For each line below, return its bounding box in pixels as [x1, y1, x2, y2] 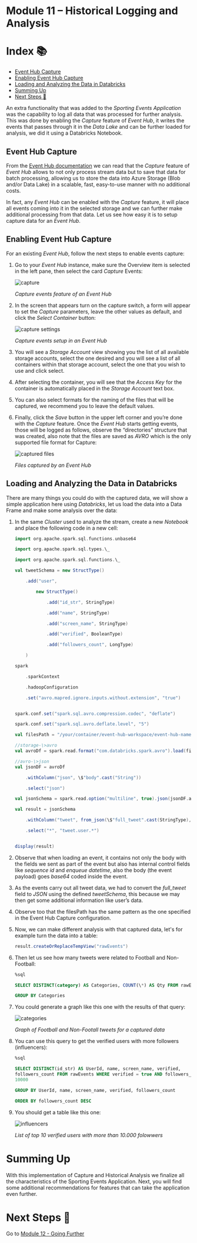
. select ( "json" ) [25, 785, 65, 791]
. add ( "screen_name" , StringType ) [46, 620, 128, 627]
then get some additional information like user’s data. [14, 897, 143, 904]
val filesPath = [14, 732, 55, 738]
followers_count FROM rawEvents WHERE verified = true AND [14, 1071, 163, 1077]
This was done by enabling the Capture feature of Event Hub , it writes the [6, 117, 185, 124]
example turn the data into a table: [14, 932, 98, 939]
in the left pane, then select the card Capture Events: [14, 268, 143, 275]
